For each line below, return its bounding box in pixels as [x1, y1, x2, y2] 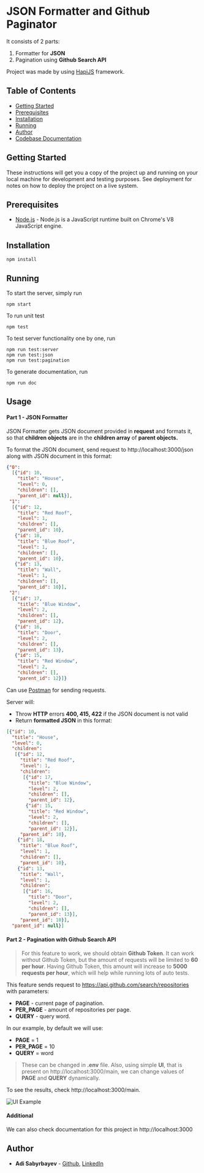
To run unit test [6, 312, 45, 319]
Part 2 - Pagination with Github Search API [6, 936, 116, 943]
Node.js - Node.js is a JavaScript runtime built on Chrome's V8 [15, 216, 174, 223]
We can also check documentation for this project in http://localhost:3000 [6, 1125, 193, 1133]
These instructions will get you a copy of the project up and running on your [6, 169, 198, 176]
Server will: [6, 698, 35, 705]
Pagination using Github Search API [15, 56, 107, 63]
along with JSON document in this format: [6, 452, 112, 460]
